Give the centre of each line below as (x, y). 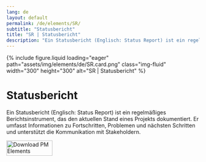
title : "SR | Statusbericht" (44, 35)
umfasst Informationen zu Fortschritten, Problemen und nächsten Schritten (101, 125)
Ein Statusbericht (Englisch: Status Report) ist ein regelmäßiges (86, 112)
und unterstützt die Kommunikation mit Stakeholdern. (74, 131)
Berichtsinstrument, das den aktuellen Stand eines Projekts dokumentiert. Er (103, 119)
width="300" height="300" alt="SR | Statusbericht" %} (76, 71)
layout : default (27, 18)
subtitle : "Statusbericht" (41, 29)
